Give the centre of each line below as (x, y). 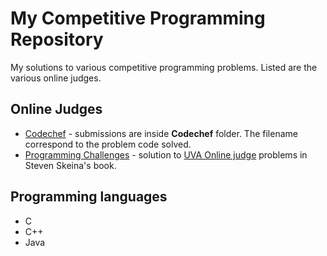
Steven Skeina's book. (70, 165)
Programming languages (89, 197)
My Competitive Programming (138, 18)
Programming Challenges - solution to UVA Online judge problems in (166, 154)
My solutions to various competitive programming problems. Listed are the (164, 67)
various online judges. (56, 78)
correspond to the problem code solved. (108, 144)
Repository (57, 39)
